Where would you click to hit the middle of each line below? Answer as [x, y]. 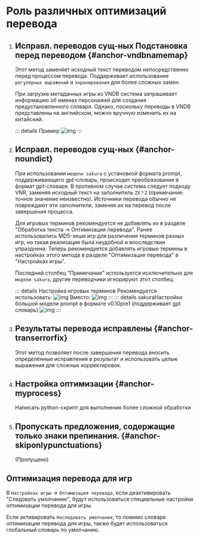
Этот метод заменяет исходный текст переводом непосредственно [102, 69]
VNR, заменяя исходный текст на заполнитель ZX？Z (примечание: [99, 192]
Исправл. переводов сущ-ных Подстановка [101, 46]
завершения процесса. [44, 211]
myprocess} [38, 393]
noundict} [34, 159]
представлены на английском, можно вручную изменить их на [95, 113]
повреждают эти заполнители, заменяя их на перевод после [93, 205]
